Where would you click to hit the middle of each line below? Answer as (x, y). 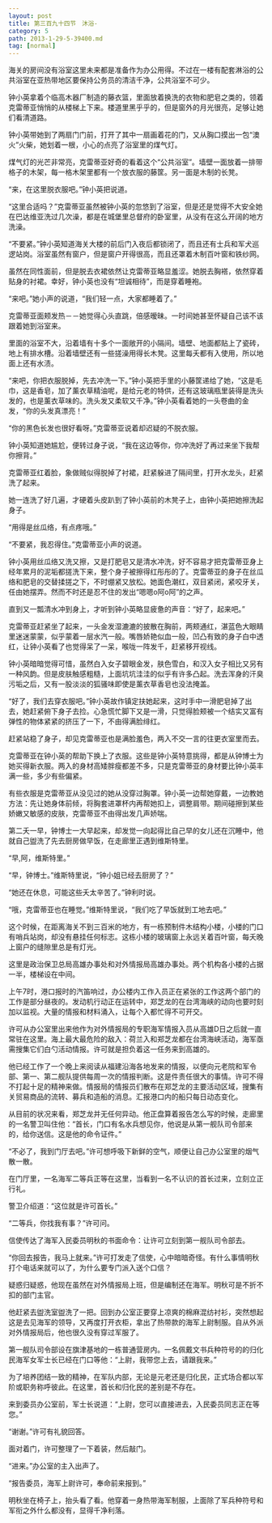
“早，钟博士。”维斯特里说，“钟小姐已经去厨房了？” (91, 876)
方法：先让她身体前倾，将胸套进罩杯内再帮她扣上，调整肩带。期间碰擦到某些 (136, 804)
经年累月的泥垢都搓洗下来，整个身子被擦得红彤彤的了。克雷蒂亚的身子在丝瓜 (136, 572)
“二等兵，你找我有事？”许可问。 (62, 1224)
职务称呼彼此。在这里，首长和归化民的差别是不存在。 (111, 1387)
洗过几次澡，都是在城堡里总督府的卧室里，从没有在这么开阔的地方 (153, 217)
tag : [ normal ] (32, 46)
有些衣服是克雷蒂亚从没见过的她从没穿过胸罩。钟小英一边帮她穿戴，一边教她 (136, 793)
